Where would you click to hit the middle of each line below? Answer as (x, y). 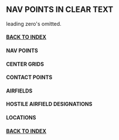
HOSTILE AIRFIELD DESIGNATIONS (49, 104)
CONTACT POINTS (29, 77)
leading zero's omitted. (34, 23)
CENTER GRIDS (25, 64)
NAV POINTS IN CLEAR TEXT (59, 10)
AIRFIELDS (19, 91)
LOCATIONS (21, 117)
